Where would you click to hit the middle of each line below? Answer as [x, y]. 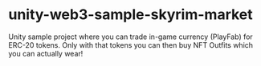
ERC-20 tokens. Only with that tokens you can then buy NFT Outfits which [131, 45]
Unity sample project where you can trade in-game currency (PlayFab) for [130, 37]
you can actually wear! [46, 53]
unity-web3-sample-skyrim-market [130, 15]
